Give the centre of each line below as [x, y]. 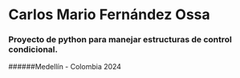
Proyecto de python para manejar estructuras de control [120, 40]
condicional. [33, 49]
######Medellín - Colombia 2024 [65, 67]
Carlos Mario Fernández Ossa [109, 15]
